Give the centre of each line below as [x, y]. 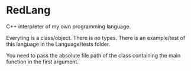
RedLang [28, 10]
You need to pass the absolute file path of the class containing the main [93, 55]
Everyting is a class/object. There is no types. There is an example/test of [96, 38]
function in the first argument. [42, 62]
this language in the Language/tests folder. [58, 44]
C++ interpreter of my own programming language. [69, 26]
